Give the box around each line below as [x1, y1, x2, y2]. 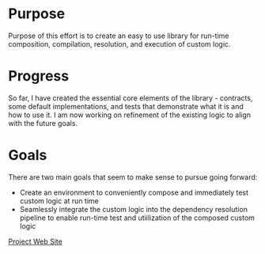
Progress [8, 67, 70, 85]
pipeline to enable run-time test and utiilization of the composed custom [19, 213, 256, 222]
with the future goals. [8, 118, 78, 127]
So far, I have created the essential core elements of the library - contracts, [8, 93, 253, 103]
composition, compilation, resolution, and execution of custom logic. [8, 39, 231, 48]
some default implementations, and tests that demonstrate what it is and [8, 101, 244, 111]
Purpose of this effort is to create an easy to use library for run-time [8, 31, 229, 40]
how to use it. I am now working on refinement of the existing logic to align [8, 110, 252, 119]
